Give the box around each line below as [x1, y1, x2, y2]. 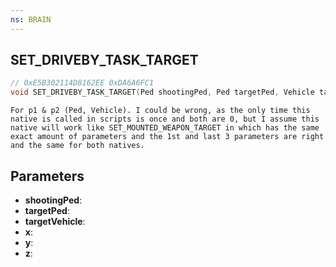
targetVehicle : [24, 216, 86, 227]
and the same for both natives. [10, 141, 145, 151]
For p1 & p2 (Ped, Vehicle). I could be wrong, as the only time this [10, 106, 311, 116]
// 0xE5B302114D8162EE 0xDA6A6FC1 [10, 78, 155, 88]
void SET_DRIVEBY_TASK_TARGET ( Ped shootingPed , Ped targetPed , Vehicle [10, 87, 315, 98]
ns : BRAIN [10, 14, 52, 25]
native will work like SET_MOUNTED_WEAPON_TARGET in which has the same [10, 123, 320, 133]
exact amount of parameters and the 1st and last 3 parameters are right [10, 132, 325, 142]
